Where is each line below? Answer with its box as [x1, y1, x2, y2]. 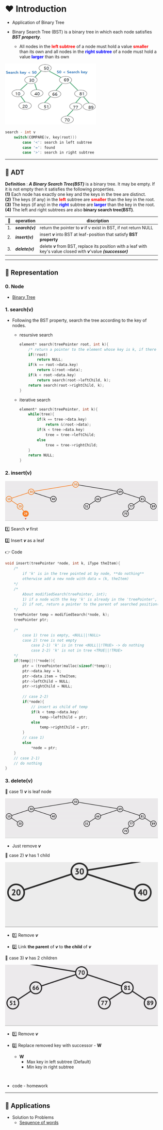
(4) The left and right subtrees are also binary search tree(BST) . [5, 207, 134, 213]
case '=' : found [22, 145, 55, 150]
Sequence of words [19, 1120, 59, 1126]
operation [15, 218, 35, 223]
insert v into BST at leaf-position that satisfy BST [39, 232, 138, 238]
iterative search [19, 397, 51, 403]
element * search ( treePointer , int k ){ [19, 407, 98, 411]
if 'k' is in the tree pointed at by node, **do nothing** [22, 571, 145, 576]
